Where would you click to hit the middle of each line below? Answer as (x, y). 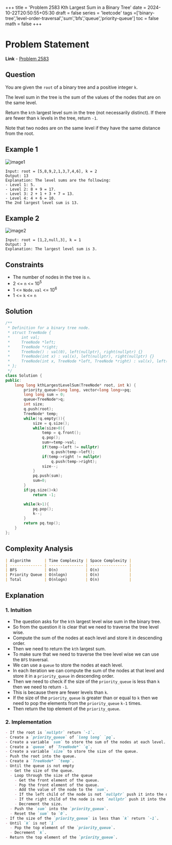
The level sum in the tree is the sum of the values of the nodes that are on (83, 97)
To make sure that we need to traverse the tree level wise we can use (86, 654)
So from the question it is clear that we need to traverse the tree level (85, 627)
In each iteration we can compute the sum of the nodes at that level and (89, 670)
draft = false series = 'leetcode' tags (94, 13)
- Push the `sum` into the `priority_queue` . (59, 809)
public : (14, 380)
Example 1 (22, 150)
